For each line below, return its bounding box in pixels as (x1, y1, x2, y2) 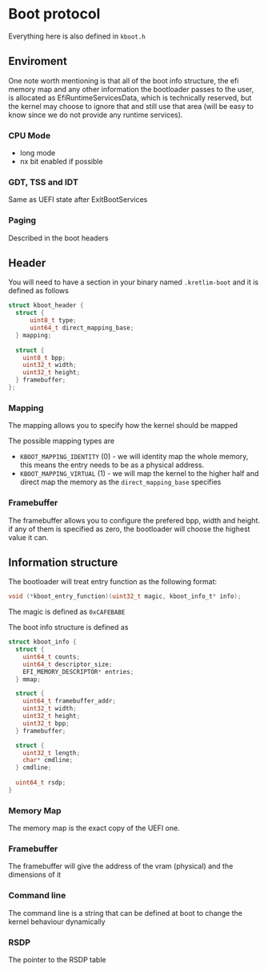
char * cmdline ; (22, 756, 74, 764)
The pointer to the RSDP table (8, 955, 106, 965)
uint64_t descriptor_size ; (22, 660, 113, 668)
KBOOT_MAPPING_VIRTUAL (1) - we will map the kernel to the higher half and (19, 469, 259, 478)
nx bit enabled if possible (19, 157, 103, 167)
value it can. (8, 532, 49, 542)
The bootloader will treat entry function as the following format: (8, 577, 218, 587)
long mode (19, 148, 56, 158)
